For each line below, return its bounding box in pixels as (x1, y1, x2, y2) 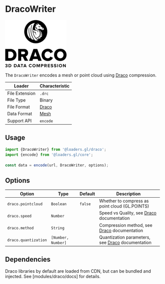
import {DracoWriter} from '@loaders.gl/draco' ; (5, 147, 107, 152)
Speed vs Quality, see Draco (99, 210, 157, 216)
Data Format (7, 111, 32, 117)
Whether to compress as (99, 198, 149, 204)
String (51, 226, 65, 231)
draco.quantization (7, 238, 47, 243)
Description (116, 191, 141, 197)
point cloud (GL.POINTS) (99, 203, 149, 209)
